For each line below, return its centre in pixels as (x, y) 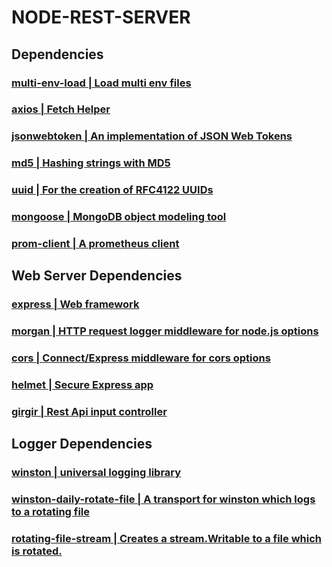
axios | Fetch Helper (61, 109)
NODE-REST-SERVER (101, 17)
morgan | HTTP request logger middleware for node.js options (165, 331)
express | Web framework (75, 304)
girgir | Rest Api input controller (89, 412)
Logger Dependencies (82, 444)
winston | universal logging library (96, 473)
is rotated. (37, 551)
